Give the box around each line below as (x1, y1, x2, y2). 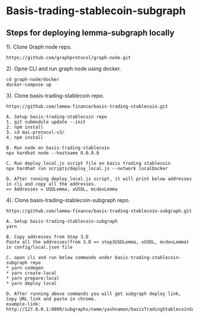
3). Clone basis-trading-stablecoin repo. (6, 92, 105, 99)
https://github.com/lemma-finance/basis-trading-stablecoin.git (6, 103, 168, 109)
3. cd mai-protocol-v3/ (6, 129, 65, 135)
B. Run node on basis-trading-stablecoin (6, 145, 110, 151)
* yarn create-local (6, 270, 57, 276)
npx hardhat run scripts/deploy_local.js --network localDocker (6, 166, 168, 171)
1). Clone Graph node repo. (6, 43, 72, 50)
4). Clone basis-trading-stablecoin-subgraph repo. (6, 197, 130, 203)
